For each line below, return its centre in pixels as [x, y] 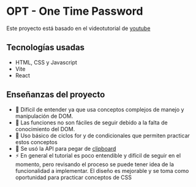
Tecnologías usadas [45, 48]
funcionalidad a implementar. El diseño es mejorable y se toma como [102, 170]
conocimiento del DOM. [45, 129]
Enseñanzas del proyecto [56, 95]
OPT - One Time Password [75, 11]
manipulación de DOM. [44, 116]
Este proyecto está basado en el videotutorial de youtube [78, 28]
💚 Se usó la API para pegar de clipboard [66, 148]
